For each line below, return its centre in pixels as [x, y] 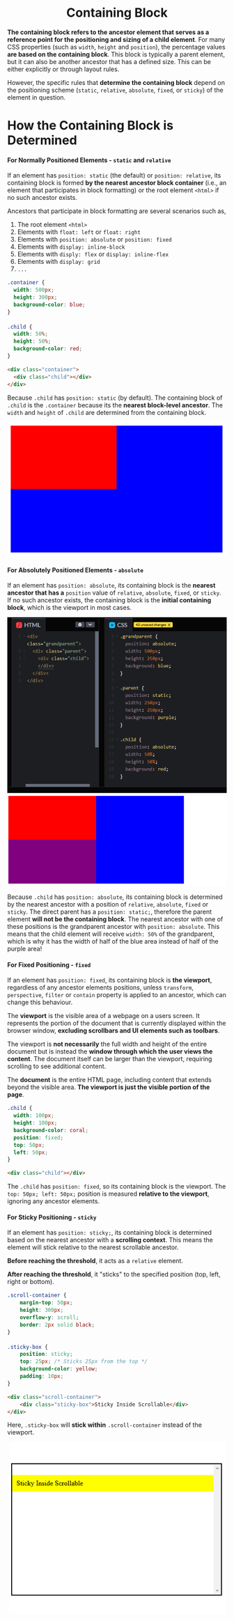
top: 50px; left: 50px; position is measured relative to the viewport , [108, 1194]
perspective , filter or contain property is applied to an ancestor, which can [117, 995]
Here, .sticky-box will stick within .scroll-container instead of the [104, 1425]
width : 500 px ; [34, 290]
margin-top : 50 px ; [46, 1303]
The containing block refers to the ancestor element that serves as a [108, 32]
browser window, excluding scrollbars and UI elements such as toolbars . [114, 1031]
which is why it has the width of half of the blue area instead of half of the [113, 941]
